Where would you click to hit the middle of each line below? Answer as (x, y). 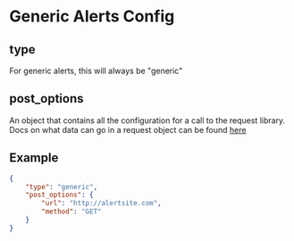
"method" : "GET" (71, 212)
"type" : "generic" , (62, 187)
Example (34, 158)
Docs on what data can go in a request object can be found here (128, 129)
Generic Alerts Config (92, 17)
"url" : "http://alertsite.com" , (102, 204)
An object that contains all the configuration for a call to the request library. (147, 120)
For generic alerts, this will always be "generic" (96, 71)
